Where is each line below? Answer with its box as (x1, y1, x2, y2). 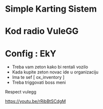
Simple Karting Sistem (5, 3, 97, 15)
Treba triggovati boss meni (12, 79, 66, 86)
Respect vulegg (5, 89, 36, 95)
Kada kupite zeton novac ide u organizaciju (12, 69, 99, 75)
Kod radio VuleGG (5, 26, 79, 37)
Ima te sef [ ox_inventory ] (12, 74, 65, 80)
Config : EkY (5, 48, 57, 59)
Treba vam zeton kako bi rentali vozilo (12, 64, 88, 70)
